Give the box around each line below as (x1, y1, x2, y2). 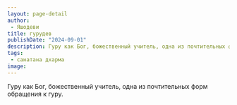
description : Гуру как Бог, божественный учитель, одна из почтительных (7, 43, 226, 50)
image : (7, 63, 27, 70)
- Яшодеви (10, 23, 39, 30)
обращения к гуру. (7, 89, 63, 98)
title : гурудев (7, 30, 52, 37)
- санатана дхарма (10, 56, 65, 63)
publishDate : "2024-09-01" (7, 37, 87, 44)
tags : (7, 50, 23, 57)
